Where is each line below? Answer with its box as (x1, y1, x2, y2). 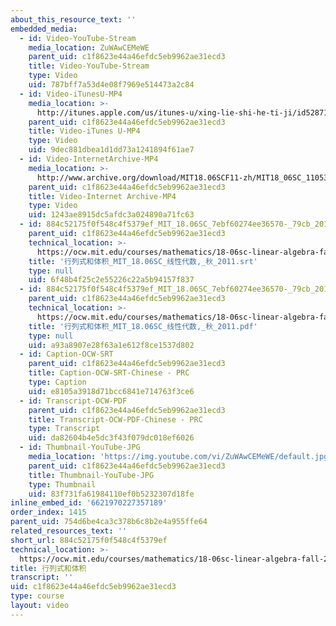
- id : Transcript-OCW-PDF (19, 396, 128, 406)
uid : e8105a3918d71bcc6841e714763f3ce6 (28, 386, 195, 396)
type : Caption (28, 377, 87, 387)
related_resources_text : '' (10, 526, 128, 536)
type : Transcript (28, 424, 101, 434)
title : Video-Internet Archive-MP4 (28, 191, 177, 201)
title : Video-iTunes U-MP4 (28, 126, 141, 136)
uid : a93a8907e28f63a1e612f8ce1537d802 (28, 340, 195, 350)
